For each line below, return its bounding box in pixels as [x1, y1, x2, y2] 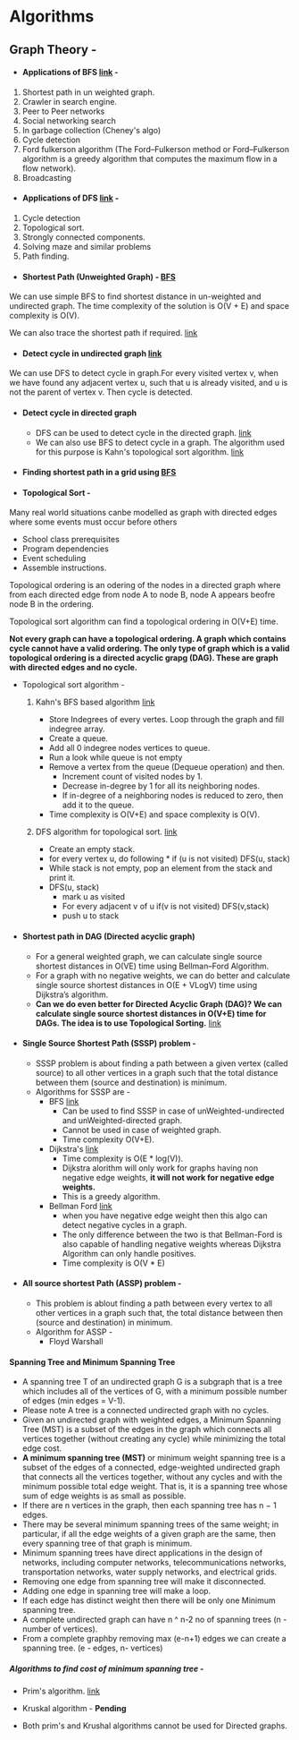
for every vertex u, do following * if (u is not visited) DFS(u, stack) [48, 853, 291, 865]
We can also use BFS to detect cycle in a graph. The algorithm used [35, 437, 286, 448]
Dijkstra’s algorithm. [35, 989, 109, 1000]
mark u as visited [62, 891, 126, 902]
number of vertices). [21, 1624, 98, 1634]
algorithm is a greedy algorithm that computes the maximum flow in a [21, 153, 278, 164]
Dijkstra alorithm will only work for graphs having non [62, 1162, 259, 1173]
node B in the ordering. [9, 599, 94, 610]
